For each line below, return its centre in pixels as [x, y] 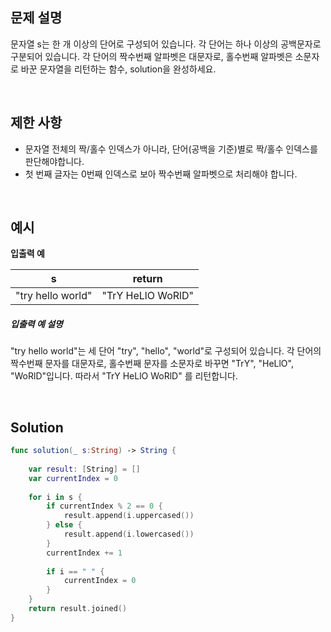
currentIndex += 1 [84, 553]
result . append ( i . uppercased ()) [129, 516]
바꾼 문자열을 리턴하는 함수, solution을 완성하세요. [118, 69]
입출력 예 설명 [36, 324]
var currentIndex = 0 [73, 478]
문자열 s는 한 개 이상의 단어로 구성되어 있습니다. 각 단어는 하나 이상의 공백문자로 [166, 44]
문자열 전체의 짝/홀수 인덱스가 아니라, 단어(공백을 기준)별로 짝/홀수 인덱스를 [171, 149]
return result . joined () [78, 609]
